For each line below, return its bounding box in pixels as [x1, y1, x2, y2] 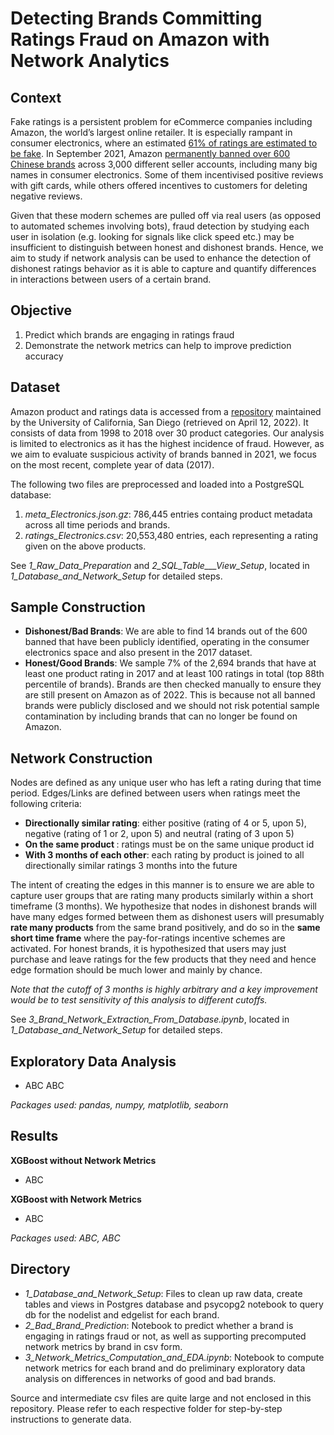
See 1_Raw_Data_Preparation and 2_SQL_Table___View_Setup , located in [10, 559, 310, 571]
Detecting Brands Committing [10, 7, 263, 30]
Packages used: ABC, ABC [10, 1232, 121, 1244]
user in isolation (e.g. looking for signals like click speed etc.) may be [10, 231, 295, 242]
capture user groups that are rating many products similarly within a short [10, 890, 314, 902]
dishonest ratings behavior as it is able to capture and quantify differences [10, 263, 317, 274]
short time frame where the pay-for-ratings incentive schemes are [10, 932, 286, 944]
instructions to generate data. [10, 1413, 132, 1425]
